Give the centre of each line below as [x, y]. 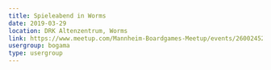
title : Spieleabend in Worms [57, 16]
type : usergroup [35, 53]
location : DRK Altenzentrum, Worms [68, 31]
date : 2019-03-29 [38, 23]
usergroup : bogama [39, 46]
